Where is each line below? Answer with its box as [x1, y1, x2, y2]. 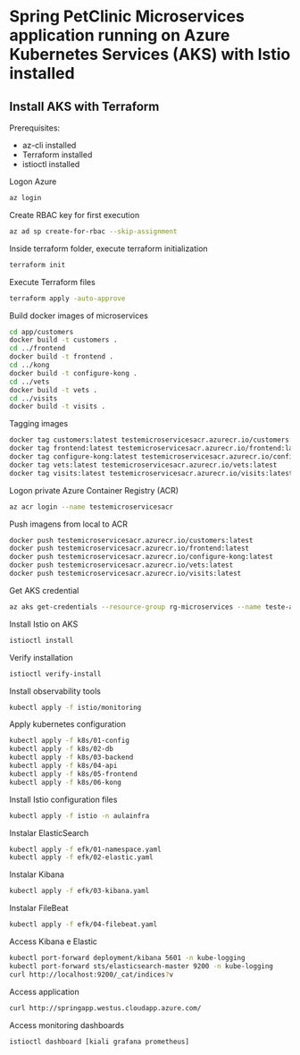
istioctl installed [21, 159, 80, 169]
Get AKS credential [9, 585, 79, 595]
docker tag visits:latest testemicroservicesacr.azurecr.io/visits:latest [9, 468, 294, 477]
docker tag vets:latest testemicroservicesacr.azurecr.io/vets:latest [9, 460, 278, 469]
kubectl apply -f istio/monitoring [9, 703, 142, 712]
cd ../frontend [9, 344, 66, 353]
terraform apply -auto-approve [9, 293, 126, 303]
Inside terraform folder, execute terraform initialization [9, 243, 208, 254]
